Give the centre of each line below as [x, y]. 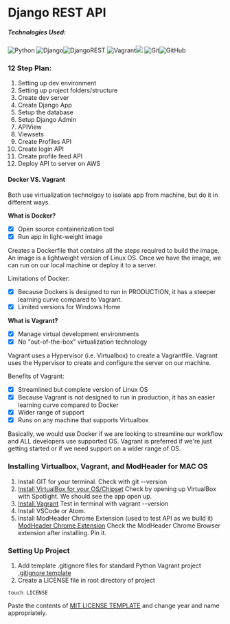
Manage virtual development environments [78, 334]
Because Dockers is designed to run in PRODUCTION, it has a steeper [117, 291]
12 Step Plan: [30, 68]
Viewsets [31, 134]
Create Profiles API [44, 142]
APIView [30, 127]
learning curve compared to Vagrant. [70, 299]
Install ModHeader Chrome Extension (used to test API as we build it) [115, 518]
